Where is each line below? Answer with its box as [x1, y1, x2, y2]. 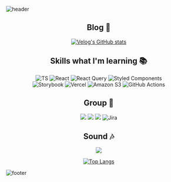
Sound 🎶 [83, 131, 115, 141]
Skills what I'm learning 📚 [49, 56, 148, 66]
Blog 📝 [86, 22, 111, 32]
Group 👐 [83, 98, 114, 108]
